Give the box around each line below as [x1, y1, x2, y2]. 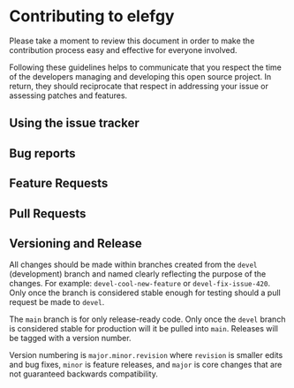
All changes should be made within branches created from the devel [9, 259, 258, 270]
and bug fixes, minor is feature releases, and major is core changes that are [9, 360, 283, 370]
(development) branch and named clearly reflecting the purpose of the [9, 269, 267, 279]
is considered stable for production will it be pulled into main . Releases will [9, 323, 278, 334]
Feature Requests [9, 176, 109, 191]
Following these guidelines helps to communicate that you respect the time [9, 62, 283, 72]
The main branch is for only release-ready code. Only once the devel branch [9, 314, 286, 324]
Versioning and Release [9, 236, 143, 251]
